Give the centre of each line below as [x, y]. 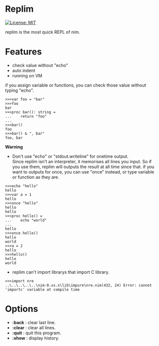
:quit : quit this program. [37, 333]
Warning [14, 147]
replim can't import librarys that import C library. [61, 272]
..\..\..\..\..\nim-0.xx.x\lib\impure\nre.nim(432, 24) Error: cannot [79, 285]
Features [23, 52]
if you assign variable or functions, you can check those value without [76, 85]
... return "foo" [26, 116]
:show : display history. [36, 338]
